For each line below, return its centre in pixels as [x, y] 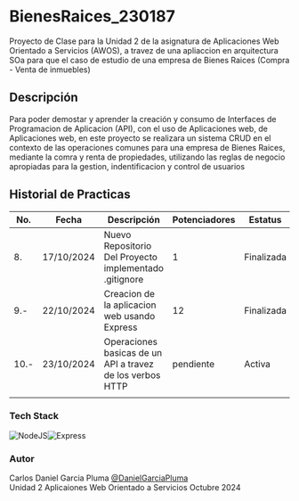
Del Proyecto [131, 257]
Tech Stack [34, 416]
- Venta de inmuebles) [50, 70]
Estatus [265, 219]
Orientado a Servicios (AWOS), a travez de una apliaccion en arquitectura [144, 50]
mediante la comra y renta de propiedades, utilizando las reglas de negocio [147, 157]
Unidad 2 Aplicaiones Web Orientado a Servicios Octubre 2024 [125, 488]
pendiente [194, 364]
